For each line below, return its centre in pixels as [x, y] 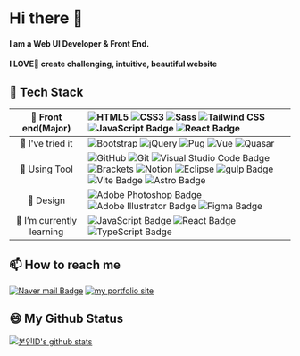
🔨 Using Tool [46, 169]
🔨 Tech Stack [46, 92]
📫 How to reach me [65, 264]
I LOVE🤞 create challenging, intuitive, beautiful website [113, 64]
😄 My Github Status [67, 319]
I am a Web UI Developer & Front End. [79, 43]
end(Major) [46, 129]
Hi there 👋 [46, 18]
